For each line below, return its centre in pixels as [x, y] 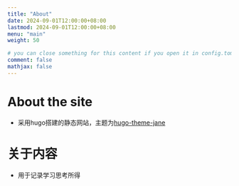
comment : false [30, 60]
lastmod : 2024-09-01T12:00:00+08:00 [62, 27]
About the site [50, 102]
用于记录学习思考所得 [49, 175]
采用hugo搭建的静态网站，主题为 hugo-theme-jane [91, 123]
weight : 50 [23, 41]
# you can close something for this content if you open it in [103, 53]
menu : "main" [27, 34]
